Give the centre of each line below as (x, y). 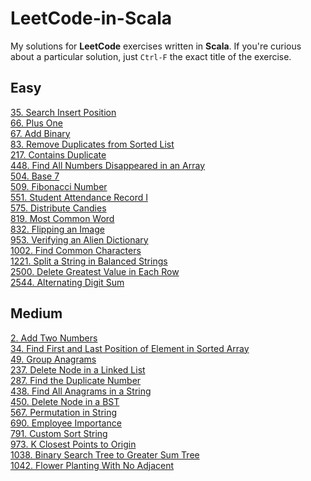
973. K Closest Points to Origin (73, 444)
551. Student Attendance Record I (79, 197)
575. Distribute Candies (58, 208)
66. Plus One (36, 123)
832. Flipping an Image (57, 229)
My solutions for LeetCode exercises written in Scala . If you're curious (156, 46)
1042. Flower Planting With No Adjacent (92, 465)
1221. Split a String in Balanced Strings (89, 261)
